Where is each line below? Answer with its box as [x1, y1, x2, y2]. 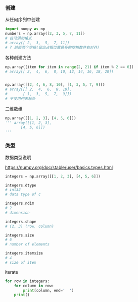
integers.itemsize [5, 251, 43, 256]
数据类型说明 [5, 154, 31, 160]
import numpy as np [5, 26, 46, 32]
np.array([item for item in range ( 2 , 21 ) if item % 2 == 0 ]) [5, 64, 134, 69]
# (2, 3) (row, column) [5, 224, 54, 229]
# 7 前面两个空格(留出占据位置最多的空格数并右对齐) [5, 45, 100, 50]
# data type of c [5, 192, 41, 197]
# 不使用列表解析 [5, 96, 36, 101]
